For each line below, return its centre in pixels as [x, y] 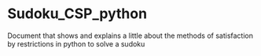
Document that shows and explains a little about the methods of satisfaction [130, 35]
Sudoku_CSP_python [77, 14]
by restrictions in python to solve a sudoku [76, 43]
